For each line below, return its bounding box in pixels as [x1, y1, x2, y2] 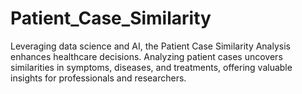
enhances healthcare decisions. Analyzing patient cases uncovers [10, 50, 283, 62]
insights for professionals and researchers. [10, 72, 187, 84]
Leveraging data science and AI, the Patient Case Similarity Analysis [10, 40, 291, 52]
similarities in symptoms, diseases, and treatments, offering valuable [10, 61, 293, 73]
